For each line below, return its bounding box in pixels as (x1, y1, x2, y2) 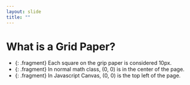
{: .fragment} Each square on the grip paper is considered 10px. (14, 59, 172, 67)
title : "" (6, 14, 31, 20)
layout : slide (6, 8, 42, 15)
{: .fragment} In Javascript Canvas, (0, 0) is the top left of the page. (14, 72, 181, 79)
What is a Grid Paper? (6, 40, 116, 53)
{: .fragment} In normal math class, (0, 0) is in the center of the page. (14, 66, 185, 73)
